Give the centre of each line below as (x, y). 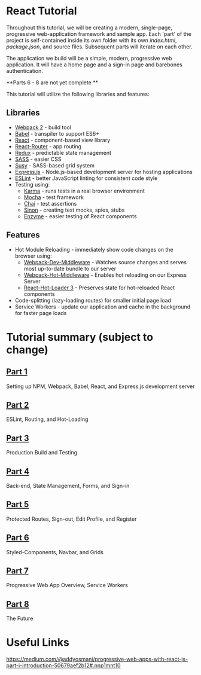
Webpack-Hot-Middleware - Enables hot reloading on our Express (105, 275)
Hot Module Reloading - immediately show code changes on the (94, 249)
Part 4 (18, 471)
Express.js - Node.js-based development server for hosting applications (103, 172)
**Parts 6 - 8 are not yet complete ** (52, 83)
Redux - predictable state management (63, 152)
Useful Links (38, 642)
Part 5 (18, 504)
